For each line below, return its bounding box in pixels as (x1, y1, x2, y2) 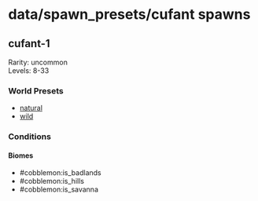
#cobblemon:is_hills (19, 177, 85, 186)
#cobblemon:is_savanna (19, 185, 98, 194)
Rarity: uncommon (8, 57, 68, 67)
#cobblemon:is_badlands (19, 168, 101, 177)
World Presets (8, 85, 64, 96)
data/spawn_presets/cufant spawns (8, 5, 251, 24)
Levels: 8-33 (8, 66, 50, 75)
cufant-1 (8, 37, 50, 50)
